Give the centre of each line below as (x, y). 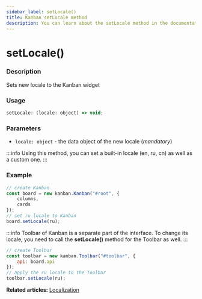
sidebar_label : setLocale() (41, 12)
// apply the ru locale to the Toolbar (56, 273)
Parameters (23, 128)
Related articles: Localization (43, 290)
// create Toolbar (29, 250)
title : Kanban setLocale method (47, 17)
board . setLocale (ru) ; (33, 221)
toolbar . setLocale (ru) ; (36, 279)
